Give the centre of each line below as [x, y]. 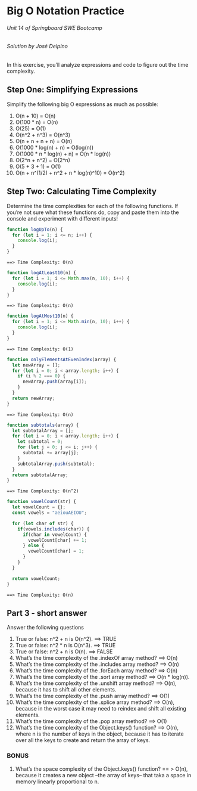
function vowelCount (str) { [42, 502]
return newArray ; [34, 398]
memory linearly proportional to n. [57, 781]
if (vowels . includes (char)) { [54, 529]
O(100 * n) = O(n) [37, 122]
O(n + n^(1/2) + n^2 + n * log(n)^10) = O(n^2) [70, 173]
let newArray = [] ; [36, 365]
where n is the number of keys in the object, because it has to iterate [99, 734]
